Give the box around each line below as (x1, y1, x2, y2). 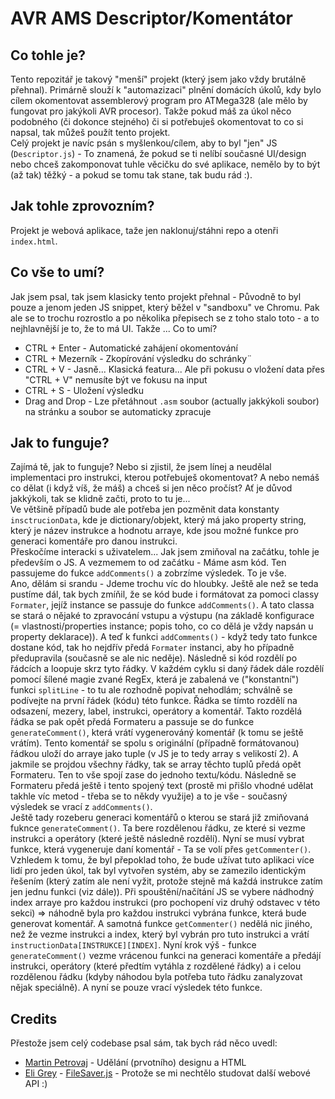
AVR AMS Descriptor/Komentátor (10, 7, 294, 30)
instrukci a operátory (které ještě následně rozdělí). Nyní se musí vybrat (10, 833, 305, 845)
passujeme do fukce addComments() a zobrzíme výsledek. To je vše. (10, 567, 287, 579)
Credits (10, 1010, 58, 1027)
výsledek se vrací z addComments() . (10, 801, 153, 813)
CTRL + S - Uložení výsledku (24, 384, 144, 396)
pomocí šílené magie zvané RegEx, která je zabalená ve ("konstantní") (10, 673, 300, 686)
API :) (24, 1078, 48, 1090)
